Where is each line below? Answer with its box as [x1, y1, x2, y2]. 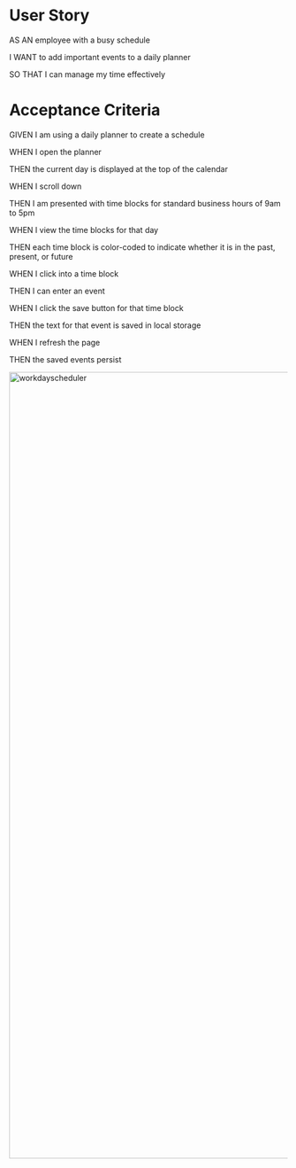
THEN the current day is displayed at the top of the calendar [9, 163, 228, 174]
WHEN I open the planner [9, 146, 102, 157]
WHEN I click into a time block [9, 268, 119, 279]
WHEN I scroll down [9, 181, 82, 191]
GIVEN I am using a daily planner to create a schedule [9, 129, 205, 140]
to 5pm [9, 207, 35, 218]
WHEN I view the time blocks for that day [9, 224, 159, 235]
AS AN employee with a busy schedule [9, 35, 150, 45]
